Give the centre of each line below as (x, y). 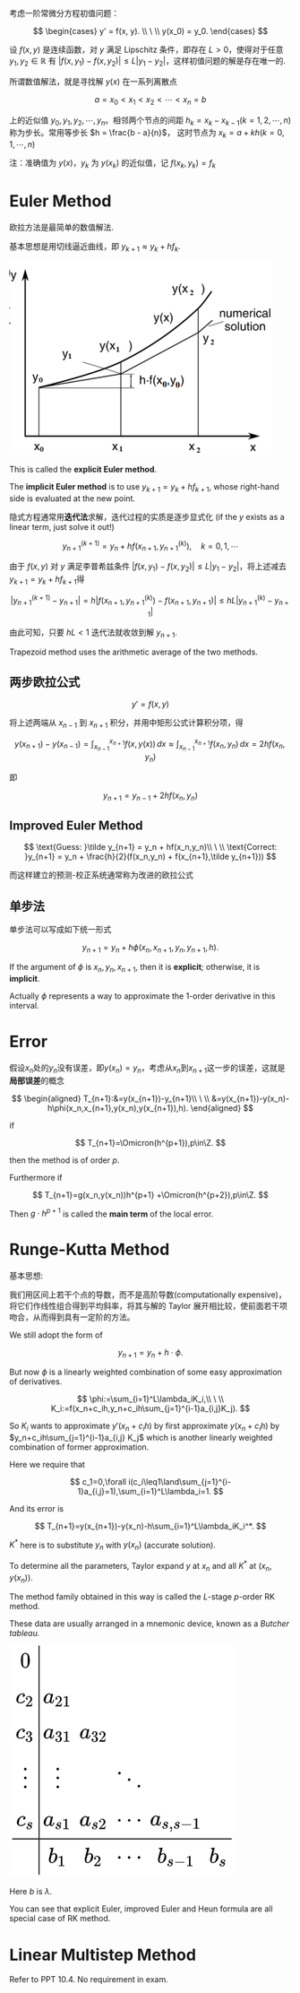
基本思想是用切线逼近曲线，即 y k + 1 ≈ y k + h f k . (95, 247)
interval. (24, 1005)
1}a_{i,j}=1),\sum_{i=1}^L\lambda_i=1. (145, 1491)
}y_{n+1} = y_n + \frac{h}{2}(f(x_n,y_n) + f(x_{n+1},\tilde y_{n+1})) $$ (150, 857)
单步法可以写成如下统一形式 (60, 930)
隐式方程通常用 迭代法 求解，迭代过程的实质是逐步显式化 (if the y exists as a (147, 516)
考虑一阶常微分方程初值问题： (64, 13)
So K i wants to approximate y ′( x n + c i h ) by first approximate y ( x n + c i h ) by (145, 1426)
